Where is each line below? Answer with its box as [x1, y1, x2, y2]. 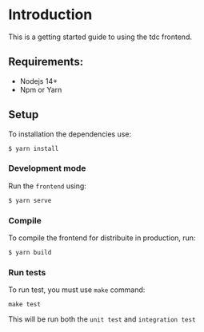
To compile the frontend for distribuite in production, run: [8, 233, 196, 243]
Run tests [8, 267, 46, 279]
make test [8, 301, 42, 309]
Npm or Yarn [19, 85, 62, 94]
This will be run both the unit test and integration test [8, 314, 196, 324]
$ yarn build [8, 249, 52, 257]
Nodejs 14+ [19, 76, 58, 85]
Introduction [8, 6, 93, 24]
